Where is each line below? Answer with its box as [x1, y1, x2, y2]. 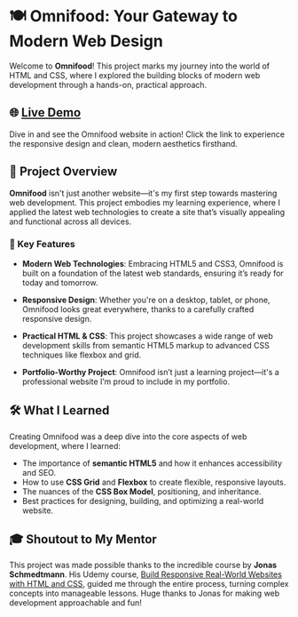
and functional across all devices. [9, 216, 132, 227]
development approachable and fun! [9, 597, 142, 608]
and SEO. [21, 467, 56, 477]
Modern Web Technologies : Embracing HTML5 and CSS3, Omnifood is [21, 258, 284, 268]
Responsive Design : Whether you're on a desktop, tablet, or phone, [21, 294, 271, 305]
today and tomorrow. [21, 276, 98, 288]
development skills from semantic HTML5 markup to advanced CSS [21, 340, 271, 350]
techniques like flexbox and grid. [21, 349, 142, 360]
